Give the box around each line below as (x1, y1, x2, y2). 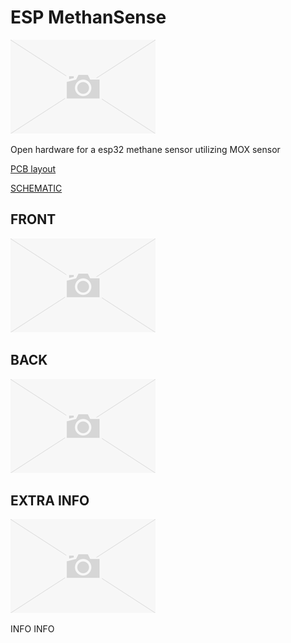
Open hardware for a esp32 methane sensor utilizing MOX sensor (10, 143, 281, 155)
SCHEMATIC (10, 182, 63, 194)
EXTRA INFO (10, 492, 90, 509)
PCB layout (10, 162, 57, 175)
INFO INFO (10, 623, 55, 635)
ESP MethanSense (10, 6, 167, 29)
